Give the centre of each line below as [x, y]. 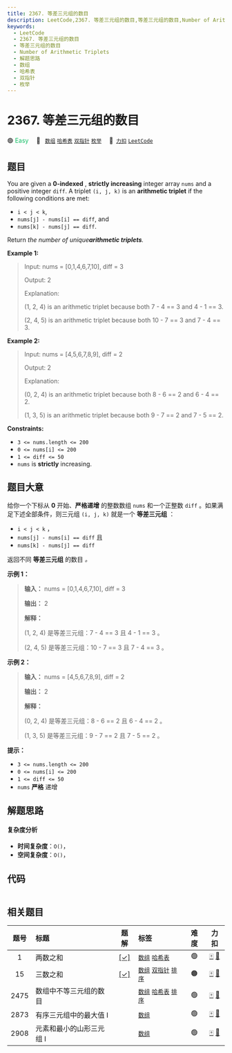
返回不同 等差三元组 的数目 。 [49, 559]
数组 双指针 [154, 970]
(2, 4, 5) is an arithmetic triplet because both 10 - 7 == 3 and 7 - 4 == [122, 320]
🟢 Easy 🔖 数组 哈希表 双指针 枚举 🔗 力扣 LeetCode [80, 141]
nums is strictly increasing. [54, 464]
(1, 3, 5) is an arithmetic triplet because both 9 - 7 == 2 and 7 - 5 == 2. [124, 415]
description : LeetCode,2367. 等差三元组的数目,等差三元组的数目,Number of [109, 20]
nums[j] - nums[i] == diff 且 [60, 537]
